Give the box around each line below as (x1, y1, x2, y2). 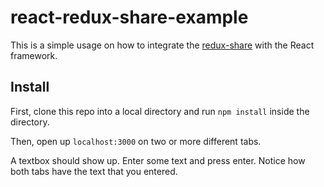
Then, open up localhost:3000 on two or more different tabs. (10, 135, 262, 147)
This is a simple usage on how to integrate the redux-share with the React (10, 39, 315, 51)
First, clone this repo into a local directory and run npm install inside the (10, 105, 310, 117)
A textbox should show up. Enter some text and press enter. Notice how (10, 154, 306, 166)
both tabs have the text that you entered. (10, 165, 178, 177)
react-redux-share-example (10, 6, 249, 29)
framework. (10, 49, 58, 61)
